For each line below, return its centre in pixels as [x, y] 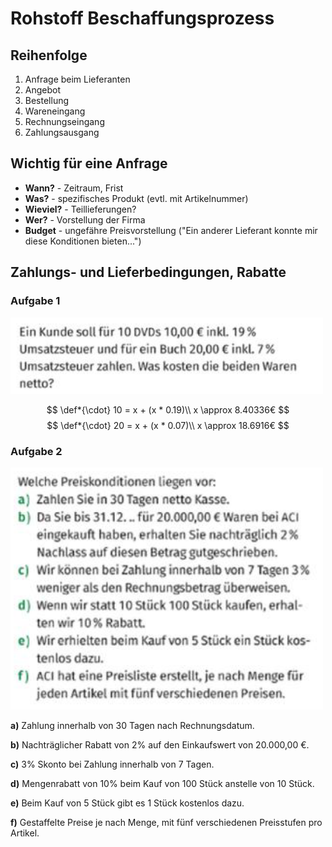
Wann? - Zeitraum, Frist [74, 188]
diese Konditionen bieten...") [83, 241]
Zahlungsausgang [62, 132]
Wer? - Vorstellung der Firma [85, 219]
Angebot [43, 90]
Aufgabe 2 [36, 452]
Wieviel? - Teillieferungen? [80, 209]
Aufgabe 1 [35, 301]
